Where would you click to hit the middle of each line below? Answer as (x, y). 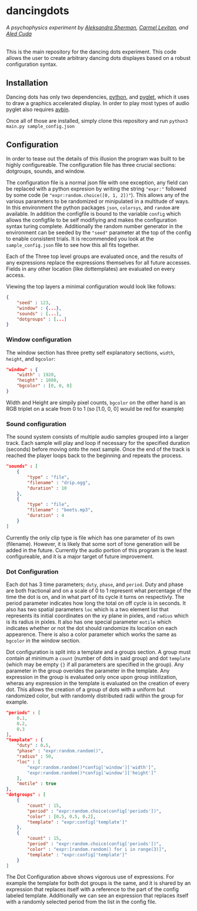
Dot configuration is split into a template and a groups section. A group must (98, 652)
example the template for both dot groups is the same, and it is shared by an (98, 883)
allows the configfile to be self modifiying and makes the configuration (91, 220)
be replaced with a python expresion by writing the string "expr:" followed (96, 189)
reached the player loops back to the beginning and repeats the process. (94, 455)
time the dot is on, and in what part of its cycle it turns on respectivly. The (95, 597)
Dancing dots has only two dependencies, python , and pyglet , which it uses (98, 97)
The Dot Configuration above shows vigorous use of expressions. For (90, 877)
